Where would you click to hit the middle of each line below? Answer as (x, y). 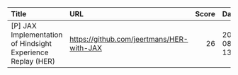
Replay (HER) (33, 61)
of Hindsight (31, 44)
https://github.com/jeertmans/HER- (129, 39)
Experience (30, 52)
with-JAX (86, 48)
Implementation (37, 35)
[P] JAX (24, 26)
